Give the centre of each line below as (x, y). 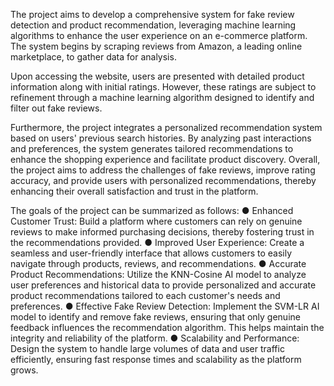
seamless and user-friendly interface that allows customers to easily (151, 253)
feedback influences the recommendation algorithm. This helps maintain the (167, 327)
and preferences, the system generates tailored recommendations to (152, 148)
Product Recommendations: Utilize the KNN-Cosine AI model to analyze (158, 274)
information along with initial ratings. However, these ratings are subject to (163, 87)
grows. (24, 370)
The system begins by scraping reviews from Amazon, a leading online (156, 46)
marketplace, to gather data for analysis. (93, 57)
